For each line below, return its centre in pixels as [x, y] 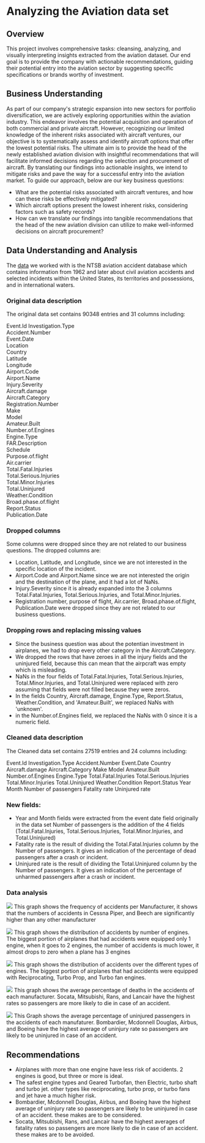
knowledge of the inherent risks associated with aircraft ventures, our [94, 135]
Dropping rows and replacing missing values [74, 631]
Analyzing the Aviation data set [88, 11]
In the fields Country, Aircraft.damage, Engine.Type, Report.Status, [99, 696]
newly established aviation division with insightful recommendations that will [102, 154]
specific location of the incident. [56, 569]
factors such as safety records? [55, 211]
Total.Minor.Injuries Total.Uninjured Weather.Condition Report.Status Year [99, 782]
